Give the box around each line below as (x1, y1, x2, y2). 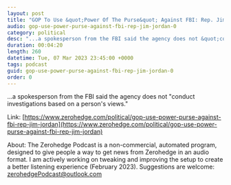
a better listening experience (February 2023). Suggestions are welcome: (7, 162, 215, 171)
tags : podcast (7, 61, 48, 68)
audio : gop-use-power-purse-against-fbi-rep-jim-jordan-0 (7, 23, 177, 29)
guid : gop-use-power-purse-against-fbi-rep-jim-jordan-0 (7, 67, 174, 74)
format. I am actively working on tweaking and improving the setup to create (7, 156, 223, 164)
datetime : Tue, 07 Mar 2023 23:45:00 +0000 (7, 55, 134, 62)
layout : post (7, 10, 45, 17)
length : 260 (7, 49, 41, 56)
